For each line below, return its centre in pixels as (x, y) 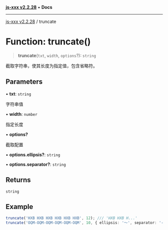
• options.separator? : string (36, 164)
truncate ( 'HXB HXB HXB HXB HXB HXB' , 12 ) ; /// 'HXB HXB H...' (72, 218)
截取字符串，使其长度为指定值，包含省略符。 (52, 66)
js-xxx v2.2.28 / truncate (31, 21)
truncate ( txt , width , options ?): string (57, 55)
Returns (18, 180)
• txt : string (18, 94)
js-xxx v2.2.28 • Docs (29, 7)
